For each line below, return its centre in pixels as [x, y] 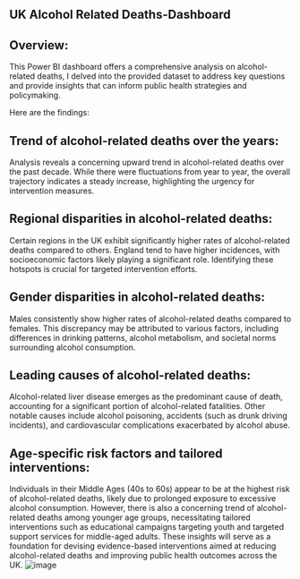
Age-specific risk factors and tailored [116, 453]
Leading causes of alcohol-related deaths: [130, 375]
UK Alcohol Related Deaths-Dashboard [120, 15]
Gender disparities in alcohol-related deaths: [137, 298]
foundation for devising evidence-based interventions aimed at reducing [143, 546]
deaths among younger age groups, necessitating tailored [144, 517]
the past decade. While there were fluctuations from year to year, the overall [150, 172]
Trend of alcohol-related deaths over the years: [144, 141]
